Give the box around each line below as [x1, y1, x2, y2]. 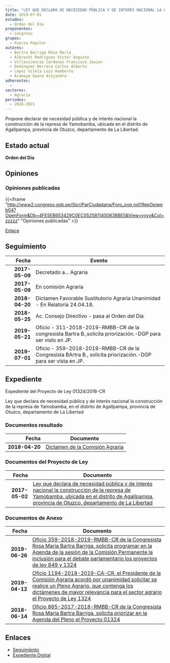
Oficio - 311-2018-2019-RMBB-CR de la [35, 324, 140, 331]
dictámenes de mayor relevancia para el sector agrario [32, 589, 162, 596]
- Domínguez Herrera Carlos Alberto [10, 64, 87, 69]
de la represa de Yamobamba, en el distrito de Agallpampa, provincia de [5, 404, 156, 410]
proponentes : [5, 26, 33, 31]
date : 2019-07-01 [5, 12, 42, 17]
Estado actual [5, 141, 50, 150]
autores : [5, 45, 24, 50]
